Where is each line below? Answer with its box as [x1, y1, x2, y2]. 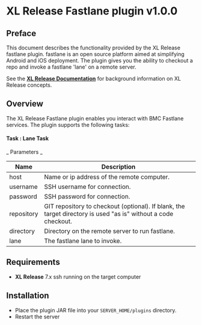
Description [101, 162, 136, 171]
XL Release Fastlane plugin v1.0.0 [6, 4, 178, 18]
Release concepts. [6, 81, 52, 88]
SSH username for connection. [44, 182, 131, 191]
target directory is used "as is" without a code [44, 209, 174, 218]
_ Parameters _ [6, 149, 43, 156]
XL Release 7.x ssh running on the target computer [14, 273, 141, 280]
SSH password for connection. [44, 193, 130, 201]
